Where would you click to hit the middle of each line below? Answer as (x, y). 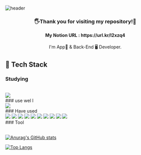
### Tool (15, 122)
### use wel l (20, 100)
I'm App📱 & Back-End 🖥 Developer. (85, 47)
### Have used (21, 111)
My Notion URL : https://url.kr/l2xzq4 (85, 35)
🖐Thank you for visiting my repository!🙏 (85, 21)
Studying (17, 79)
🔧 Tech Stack (26, 65)
